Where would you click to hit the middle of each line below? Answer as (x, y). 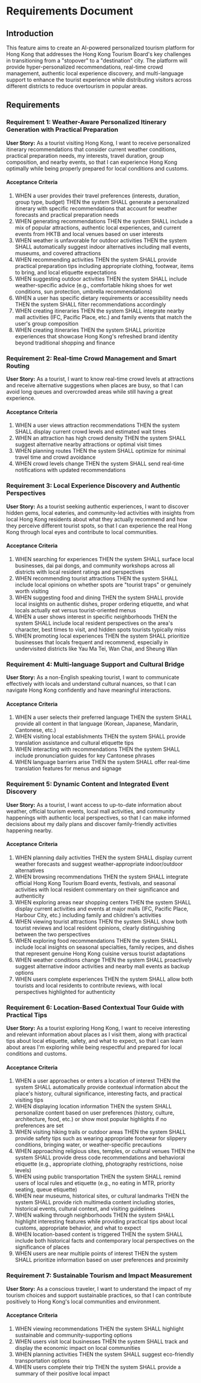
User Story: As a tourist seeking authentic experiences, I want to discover (97, 506)
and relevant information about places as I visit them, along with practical (97, 1034)
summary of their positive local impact (62, 1373)
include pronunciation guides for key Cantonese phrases (85, 756)
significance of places (42, 1247)
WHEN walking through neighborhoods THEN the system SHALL (95, 1215)
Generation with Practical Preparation (62, 129)
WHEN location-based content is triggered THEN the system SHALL (99, 1234)
